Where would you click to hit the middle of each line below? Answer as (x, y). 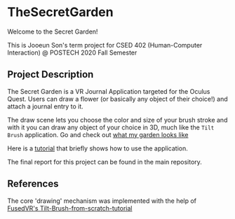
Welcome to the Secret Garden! (53, 31)
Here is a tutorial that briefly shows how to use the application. (98, 148)
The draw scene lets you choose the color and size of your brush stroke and (117, 120)
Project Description (51, 75)
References (33, 184)
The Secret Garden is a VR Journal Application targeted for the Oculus (109, 91)
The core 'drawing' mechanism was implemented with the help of (102, 201)
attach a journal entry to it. (46, 106)
